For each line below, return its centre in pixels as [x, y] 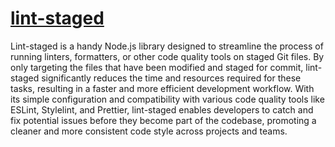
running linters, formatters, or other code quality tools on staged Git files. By [167, 56]
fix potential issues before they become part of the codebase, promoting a [163, 120]
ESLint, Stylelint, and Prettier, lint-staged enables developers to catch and [162, 109]
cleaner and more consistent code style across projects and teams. [149, 131]
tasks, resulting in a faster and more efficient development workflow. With [162, 88]
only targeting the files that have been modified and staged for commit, [157, 67]
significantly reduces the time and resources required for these [171, 78]
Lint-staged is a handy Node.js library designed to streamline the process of [167, 46]
